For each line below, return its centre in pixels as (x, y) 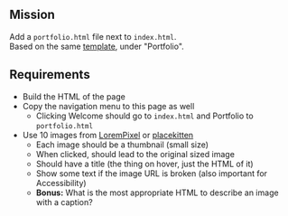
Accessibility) (61, 183)
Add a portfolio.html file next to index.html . (93, 36)
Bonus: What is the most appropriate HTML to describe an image (157, 193)
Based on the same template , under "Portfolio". (97, 46)
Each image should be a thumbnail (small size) (122, 145)
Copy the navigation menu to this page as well (108, 106)
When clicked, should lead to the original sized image (135, 154)
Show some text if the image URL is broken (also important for (152, 173)
